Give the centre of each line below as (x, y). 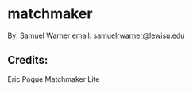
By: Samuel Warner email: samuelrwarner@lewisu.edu (96, 35)
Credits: (28, 60)
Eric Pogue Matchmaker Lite (54, 79)
